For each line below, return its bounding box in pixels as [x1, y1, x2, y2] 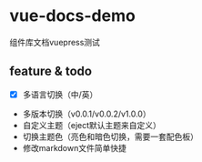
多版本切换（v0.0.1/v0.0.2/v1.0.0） [22, 108, 152, 119]
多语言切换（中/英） [22, 88, 98, 100]
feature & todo [9, 64, 93, 79]
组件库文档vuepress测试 [9, 36, 100, 47]
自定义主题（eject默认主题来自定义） [22, 119, 162, 130]
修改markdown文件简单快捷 [22, 142, 127, 153]
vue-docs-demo [9, 5, 136, 26]
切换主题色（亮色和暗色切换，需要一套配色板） [22, 131, 198, 142]
